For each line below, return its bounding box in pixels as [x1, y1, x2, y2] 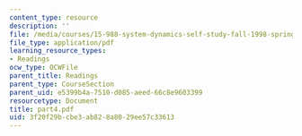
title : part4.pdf [9, 105, 75, 114]
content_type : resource [9, 13, 99, 22]
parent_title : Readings [9, 72, 99, 81]
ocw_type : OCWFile [9, 64, 78, 72]
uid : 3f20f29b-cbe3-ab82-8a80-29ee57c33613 [9, 113, 175, 122]
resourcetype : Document [9, 96, 99, 106]
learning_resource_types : [9, 47, 106, 55]
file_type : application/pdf [9, 38, 115, 47]
